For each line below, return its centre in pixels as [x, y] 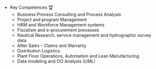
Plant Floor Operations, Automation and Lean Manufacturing [78, 56]
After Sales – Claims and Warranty [52, 46]
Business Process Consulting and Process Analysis [69, 14]
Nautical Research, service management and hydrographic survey [84, 35]
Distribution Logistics [39, 51]
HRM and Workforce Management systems [61, 25]
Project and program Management [52, 20]
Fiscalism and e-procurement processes [58, 30]
